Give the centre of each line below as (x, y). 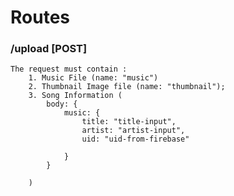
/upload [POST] (49, 49)
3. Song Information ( (75, 96)
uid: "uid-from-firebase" (135, 139)
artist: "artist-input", (133, 131)
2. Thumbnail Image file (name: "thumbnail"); (127, 87)
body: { (62, 104)
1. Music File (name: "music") (93, 78)
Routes (40, 17)
